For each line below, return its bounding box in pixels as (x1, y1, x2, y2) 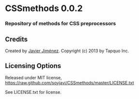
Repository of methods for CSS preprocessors (5, 20, 116, 27)
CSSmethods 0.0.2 (5, 3, 83, 14)
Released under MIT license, (5, 74, 62, 80)
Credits (5, 35, 28, 43)
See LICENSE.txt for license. (5, 89, 62, 95)
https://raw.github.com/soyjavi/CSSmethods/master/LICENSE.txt (5, 80, 134, 85)
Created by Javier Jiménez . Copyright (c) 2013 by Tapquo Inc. (5, 48, 129, 54)
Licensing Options (5, 62, 62, 70)
